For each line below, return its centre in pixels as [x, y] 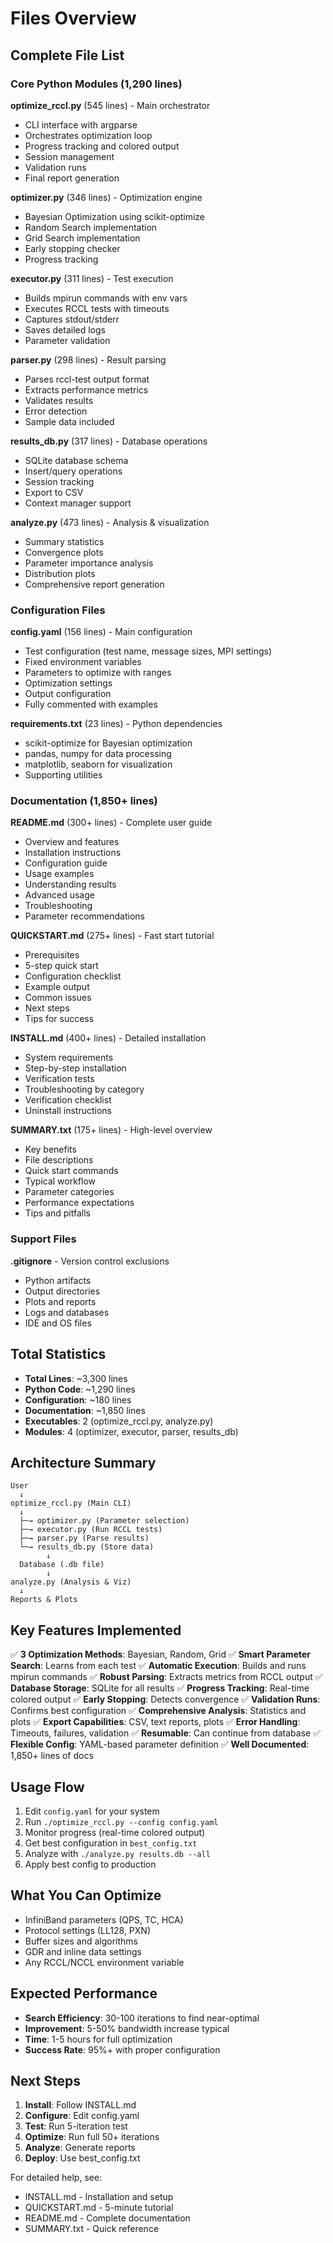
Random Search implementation [91, 227]
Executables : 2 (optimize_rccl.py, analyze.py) [119, 1421]
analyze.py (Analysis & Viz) [71, 1582]
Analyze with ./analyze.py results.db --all [117, 1854]
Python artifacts [58, 1280]
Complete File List [67, 55]
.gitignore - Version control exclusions [90, 1261]
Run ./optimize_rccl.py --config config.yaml [121, 1822]
